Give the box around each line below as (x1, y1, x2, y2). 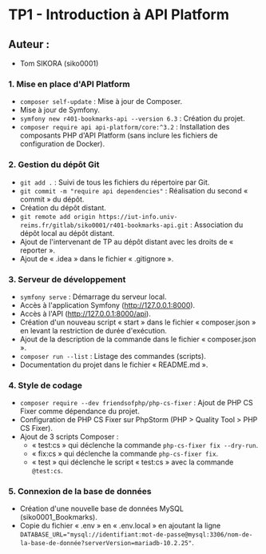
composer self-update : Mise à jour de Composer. (19, 97, 182, 106)
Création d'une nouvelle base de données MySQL (19, 504, 184, 513)
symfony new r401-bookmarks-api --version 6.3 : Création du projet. (19, 114, 245, 123)
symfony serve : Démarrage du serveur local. (19, 292, 167, 301)
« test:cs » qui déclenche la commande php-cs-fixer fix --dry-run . (31, 440, 258, 450)
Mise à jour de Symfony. (19, 106, 100, 115)
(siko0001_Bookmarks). (19, 512, 97, 522)
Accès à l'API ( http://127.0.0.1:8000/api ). (19, 309, 152, 318)
